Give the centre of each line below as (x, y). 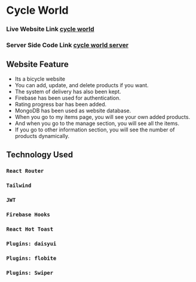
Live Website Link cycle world (50, 29)
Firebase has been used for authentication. (68, 98)
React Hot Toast (30, 229)
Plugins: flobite (31, 258)
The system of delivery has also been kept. (68, 91)
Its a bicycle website (40, 79)
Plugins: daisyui (31, 243)
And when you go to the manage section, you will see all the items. (97, 123)
